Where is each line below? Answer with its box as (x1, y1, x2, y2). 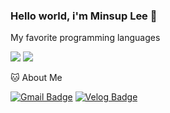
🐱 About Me (10, 72, 63, 84)
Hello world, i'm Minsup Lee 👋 (10, 9, 158, 23)
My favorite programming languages (10, 32, 161, 44)
